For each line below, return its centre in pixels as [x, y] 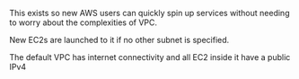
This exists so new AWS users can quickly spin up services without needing [149, 13]
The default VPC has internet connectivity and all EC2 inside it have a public [150, 57]
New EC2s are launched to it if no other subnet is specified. [119, 40]
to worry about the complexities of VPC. [84, 22]
